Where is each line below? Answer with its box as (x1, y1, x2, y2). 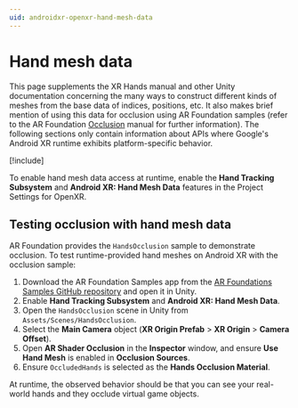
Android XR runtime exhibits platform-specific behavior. (9, 137, 213, 148)
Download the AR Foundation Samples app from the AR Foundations (21, 277, 273, 288)
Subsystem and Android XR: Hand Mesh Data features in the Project (9, 182, 264, 192)
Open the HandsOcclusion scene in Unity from (21, 305, 189, 316)
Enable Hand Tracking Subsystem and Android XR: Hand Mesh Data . (21, 296, 280, 306)
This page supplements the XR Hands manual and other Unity (9, 81, 236, 92)
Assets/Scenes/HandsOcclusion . (21, 314, 137, 325)
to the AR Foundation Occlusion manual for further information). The (9, 118, 260, 129)
